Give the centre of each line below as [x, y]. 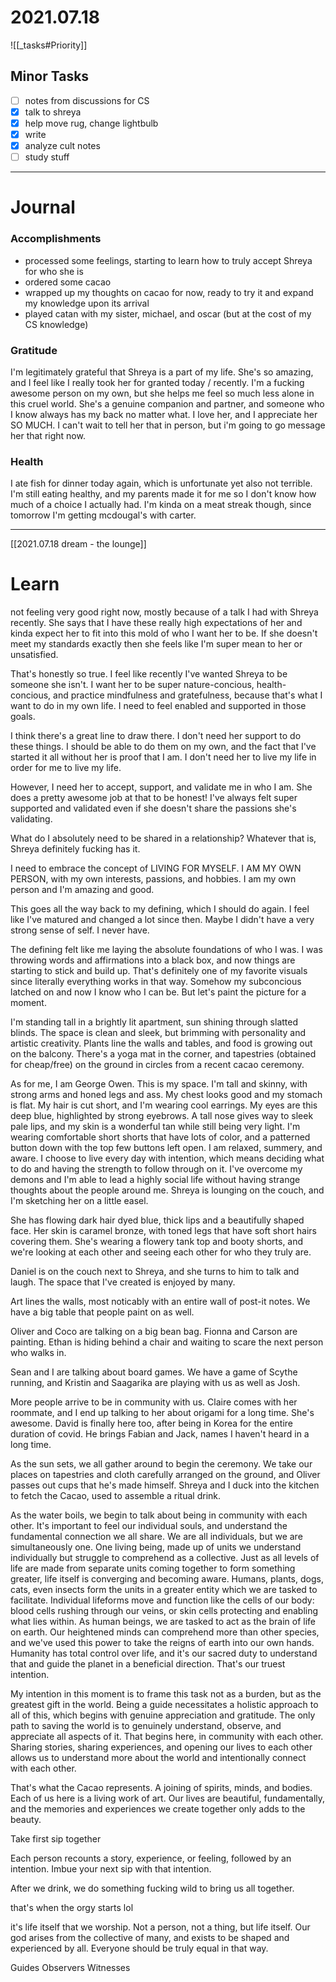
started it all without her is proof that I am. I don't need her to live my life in [163, 757]
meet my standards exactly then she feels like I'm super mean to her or [156, 644]
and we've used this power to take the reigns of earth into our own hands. [162, 1643]
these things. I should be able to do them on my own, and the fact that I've [163, 747]
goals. [23, 717]
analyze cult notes [62, 145]
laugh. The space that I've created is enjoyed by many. [123, 1282]
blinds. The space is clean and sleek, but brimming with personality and [158, 1033]
